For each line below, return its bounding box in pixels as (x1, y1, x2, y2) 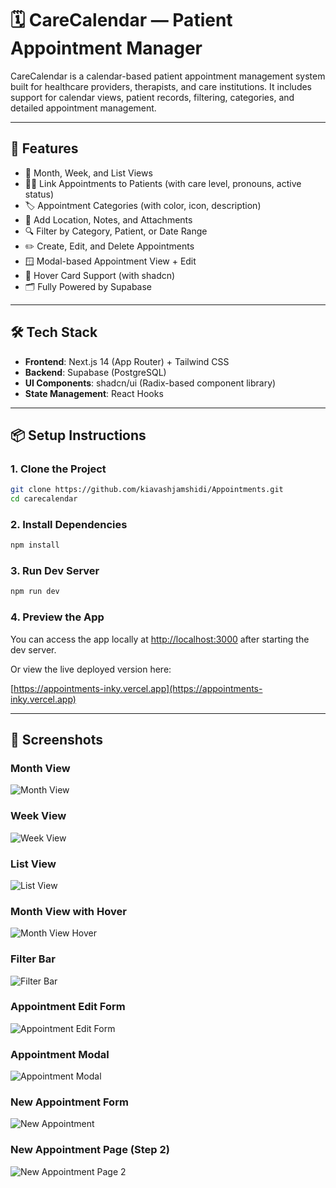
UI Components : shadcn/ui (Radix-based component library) (24, 377, 277, 389)
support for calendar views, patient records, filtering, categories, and (10, 91, 295, 103)
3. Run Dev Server (10, 564, 100, 578)
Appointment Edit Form (10, 1000, 126, 1014)
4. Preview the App (10, 610, 105, 624)
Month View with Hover (10, 904, 127, 918)
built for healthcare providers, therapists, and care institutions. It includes (10, 80, 313, 92)
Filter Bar (10, 952, 56, 966)
